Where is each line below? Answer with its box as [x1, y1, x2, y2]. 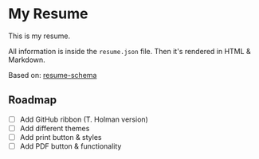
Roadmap [8, 93, 57, 107]
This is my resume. [8, 31, 70, 41]
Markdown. [8, 55, 45, 64]
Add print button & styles [19, 132, 102, 142]
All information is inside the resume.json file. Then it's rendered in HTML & [8, 46, 251, 56]
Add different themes [19, 123, 90, 133]
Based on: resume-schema [8, 70, 97, 79]
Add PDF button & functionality [19, 141, 122, 151]
